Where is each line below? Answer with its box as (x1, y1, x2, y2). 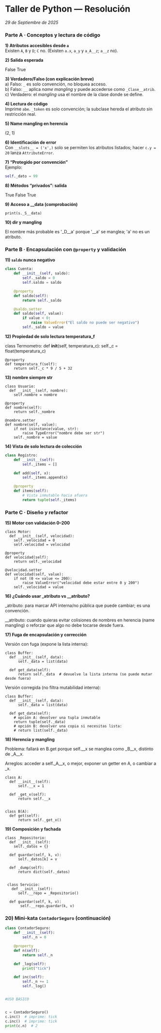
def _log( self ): (14, 961, 47, 966)
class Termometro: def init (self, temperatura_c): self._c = (5, 343, 118, 348)
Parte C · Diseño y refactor (5, 509, 69, 516)
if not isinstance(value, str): (14, 426, 79, 431)
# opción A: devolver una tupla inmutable (14, 715, 101, 720)
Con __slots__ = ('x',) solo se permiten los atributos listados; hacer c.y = (5, 145, 156, 151)
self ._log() (22, 984, 47, 989)
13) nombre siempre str (5, 374, 53, 380)
